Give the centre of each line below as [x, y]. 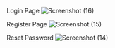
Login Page [23, 11]
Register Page [27, 24]
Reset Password [30, 38]
